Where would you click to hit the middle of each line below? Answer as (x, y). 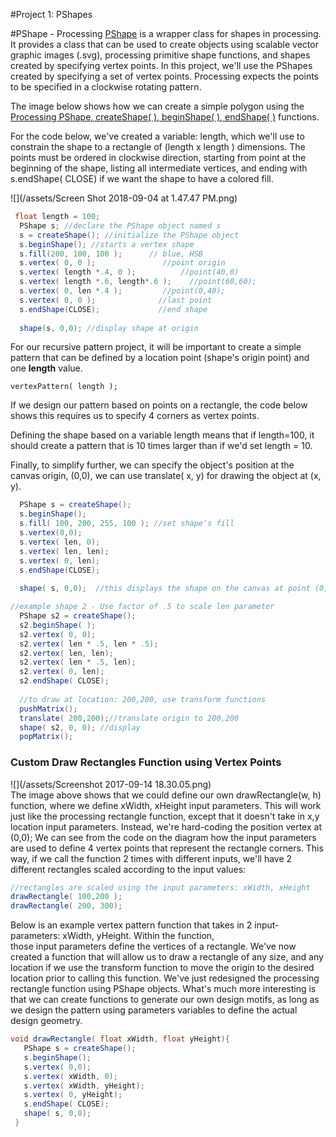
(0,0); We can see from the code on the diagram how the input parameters (163, 837)
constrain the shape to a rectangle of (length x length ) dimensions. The (158, 147)
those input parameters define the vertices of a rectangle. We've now (153, 946)
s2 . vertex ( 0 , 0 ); (58, 634)
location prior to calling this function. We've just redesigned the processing (165, 978)
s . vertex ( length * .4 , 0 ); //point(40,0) (129, 272)
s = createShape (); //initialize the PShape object (129, 235)
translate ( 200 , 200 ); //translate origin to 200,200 (129, 718)
